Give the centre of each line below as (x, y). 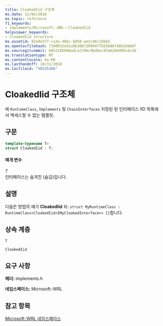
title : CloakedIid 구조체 (30, 10)
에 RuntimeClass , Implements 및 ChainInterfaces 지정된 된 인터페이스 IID (75, 109)
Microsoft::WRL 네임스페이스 (33, 318)
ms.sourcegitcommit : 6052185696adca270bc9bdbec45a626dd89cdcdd (71, 50)
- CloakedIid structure (29, 37)
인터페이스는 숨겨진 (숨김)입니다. (36, 177)
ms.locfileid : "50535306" (31, 69)
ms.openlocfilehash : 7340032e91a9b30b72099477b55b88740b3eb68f (71, 46)
